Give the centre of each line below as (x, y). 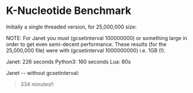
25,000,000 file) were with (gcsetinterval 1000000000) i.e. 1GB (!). (86, 50)
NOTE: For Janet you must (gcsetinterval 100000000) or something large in (97, 38)
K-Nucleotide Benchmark (69, 11)
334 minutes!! (37, 84)
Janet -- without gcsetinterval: (43, 73)
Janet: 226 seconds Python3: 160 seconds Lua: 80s (69, 62)
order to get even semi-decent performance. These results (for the (86, 44)
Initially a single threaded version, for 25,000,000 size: (71, 27)
